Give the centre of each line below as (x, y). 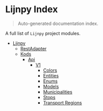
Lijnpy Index (32, 9)
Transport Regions (62, 102)
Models (51, 86)
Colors (50, 70)
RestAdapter (33, 48)
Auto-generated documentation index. (58, 23)
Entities (51, 75)
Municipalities (58, 92)
